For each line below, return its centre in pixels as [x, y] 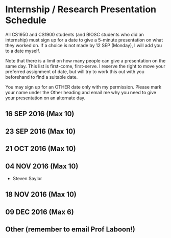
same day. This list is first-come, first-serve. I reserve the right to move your [86, 66]
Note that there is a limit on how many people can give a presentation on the [86, 60]
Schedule [26, 20]
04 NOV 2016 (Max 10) [42, 166]
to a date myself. [23, 51]
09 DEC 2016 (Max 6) [40, 212]
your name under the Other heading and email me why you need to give [81, 92]
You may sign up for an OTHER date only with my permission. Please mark [83, 87]
